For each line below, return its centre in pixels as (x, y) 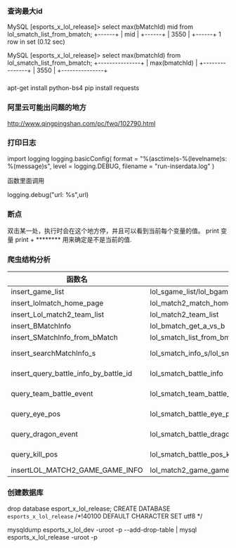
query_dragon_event (45, 434)
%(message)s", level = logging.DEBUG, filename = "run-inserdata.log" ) (111, 166)
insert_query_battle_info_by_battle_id (72, 374)
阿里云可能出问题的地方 (47, 108)
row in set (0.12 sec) (36, 42)
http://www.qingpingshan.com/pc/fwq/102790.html (81, 123)
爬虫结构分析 (29, 260)
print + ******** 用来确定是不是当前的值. (73, 240)
